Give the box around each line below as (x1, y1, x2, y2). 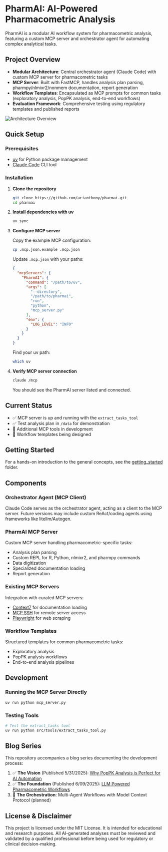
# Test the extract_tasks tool (5, 723, 70, 728)
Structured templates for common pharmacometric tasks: (5, 639, 123, 645)
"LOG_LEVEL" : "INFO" (30, 321, 73, 327)
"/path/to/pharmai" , (30, 294, 73, 299)
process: (5, 760, 23, 766)
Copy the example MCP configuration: (12, 237, 91, 243)
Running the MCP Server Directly (5, 689, 87, 696)
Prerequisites (5, 145, 38, 152)
